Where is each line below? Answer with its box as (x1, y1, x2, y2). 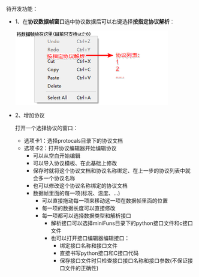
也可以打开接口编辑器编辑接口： (50, 234, 130, 242)
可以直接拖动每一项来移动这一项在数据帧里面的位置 (41, 197, 168, 204)
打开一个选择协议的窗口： (14, 125, 79, 131)
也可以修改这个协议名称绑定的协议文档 (32, 182, 128, 189)
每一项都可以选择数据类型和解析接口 (41, 212, 132, 219)
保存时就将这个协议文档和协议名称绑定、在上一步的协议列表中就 (32, 167, 191, 174)
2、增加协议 (14, 112, 45, 119)
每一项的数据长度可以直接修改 (41, 204, 116, 212)
